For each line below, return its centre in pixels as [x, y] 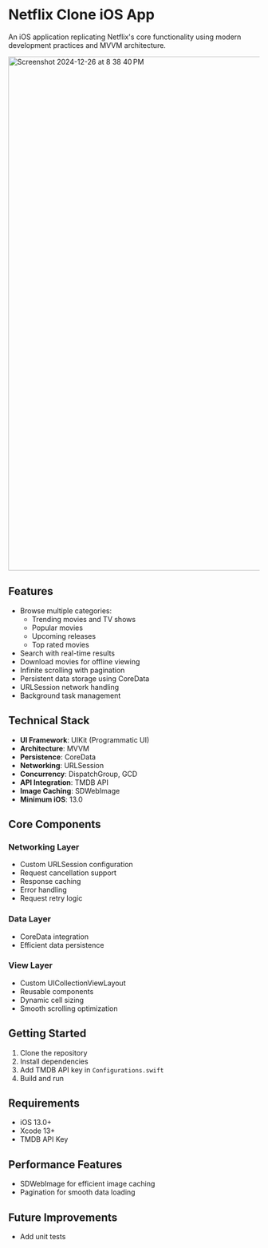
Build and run [41, 1078]
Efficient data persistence [62, 945]
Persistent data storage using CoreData [85, 678]
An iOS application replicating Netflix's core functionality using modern [125, 37]
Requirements [44, 1103]
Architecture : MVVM [55, 748]
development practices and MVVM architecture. [87, 45]
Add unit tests [43, 1237]
